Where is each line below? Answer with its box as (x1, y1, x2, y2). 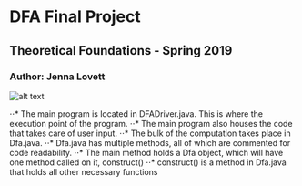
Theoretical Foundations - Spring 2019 (9, 43, 233, 58)
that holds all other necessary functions (9, 166, 158, 177)
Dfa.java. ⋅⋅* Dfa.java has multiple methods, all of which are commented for (9, 137, 291, 148)
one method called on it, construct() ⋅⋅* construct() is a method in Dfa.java (9, 157, 287, 168)
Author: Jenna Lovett (9, 70, 106, 83)
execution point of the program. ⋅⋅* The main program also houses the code (9, 118, 293, 129)
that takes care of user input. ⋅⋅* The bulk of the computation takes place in (9, 128, 291, 139)
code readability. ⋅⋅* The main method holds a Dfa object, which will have (9, 147, 284, 158)
